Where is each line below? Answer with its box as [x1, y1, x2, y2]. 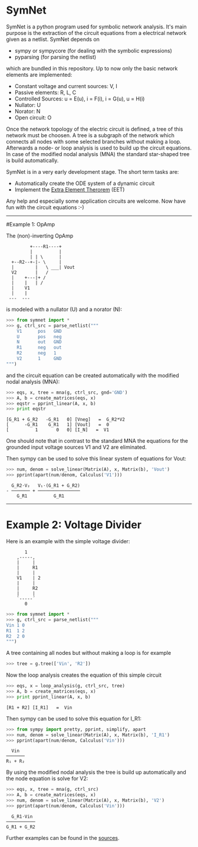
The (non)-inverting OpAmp [6, 232, 74, 239]
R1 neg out [16, 345, 62, 351]
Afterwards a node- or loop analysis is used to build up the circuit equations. [6, 144, 192, 151]
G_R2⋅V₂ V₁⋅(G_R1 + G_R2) [11, 483, 81, 489]
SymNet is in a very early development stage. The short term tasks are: [6, 168, 179, 175]
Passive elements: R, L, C [14, 89, 77, 96]
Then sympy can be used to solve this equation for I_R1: [6, 715, 141, 722]
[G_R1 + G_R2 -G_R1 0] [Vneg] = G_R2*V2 [6, 417, 126, 423]
